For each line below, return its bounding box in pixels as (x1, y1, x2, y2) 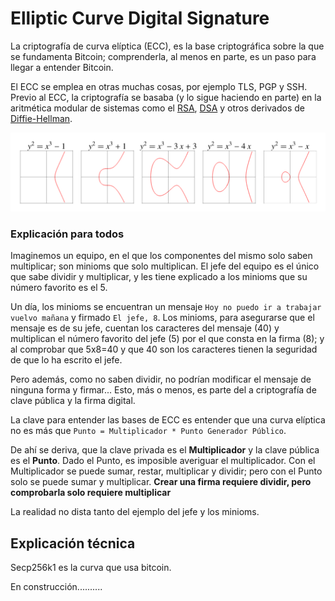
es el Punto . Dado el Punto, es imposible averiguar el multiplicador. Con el (10, 455, 316, 467)
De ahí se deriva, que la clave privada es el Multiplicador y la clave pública (10, 444, 320, 456)
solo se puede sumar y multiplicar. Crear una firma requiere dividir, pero (10, 476, 312, 488)
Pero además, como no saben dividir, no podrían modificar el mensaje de (10, 373, 312, 386)
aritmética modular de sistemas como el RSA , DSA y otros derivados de (10, 102, 306, 114)
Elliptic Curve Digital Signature (10, 7, 270, 30)
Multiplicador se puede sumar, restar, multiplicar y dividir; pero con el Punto (10, 465, 323, 477)
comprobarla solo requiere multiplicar (10, 487, 172, 499)
